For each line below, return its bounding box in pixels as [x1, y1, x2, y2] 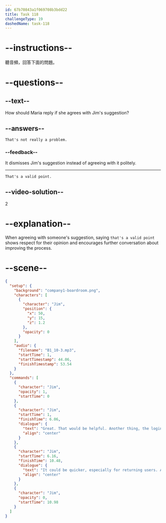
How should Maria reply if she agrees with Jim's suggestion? [5, 110, 129, 116]
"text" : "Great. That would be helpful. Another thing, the [23, 426, 149, 431]
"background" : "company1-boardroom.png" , [14, 288, 100, 293]
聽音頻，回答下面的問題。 [5, 59, 57, 65]
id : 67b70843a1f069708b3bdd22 [5, 7, 68, 12]
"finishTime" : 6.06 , [18, 417, 61, 422]
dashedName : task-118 [5, 21, 50, 26]
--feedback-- [5, 149, 38, 156]
